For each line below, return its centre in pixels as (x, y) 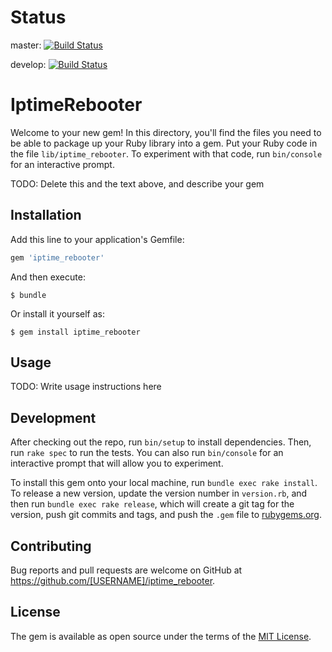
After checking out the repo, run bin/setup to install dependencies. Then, (161, 442)
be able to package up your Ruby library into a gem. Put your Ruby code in (164, 143)
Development (53, 417)
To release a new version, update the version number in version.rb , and (159, 493)
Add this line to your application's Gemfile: (97, 239)
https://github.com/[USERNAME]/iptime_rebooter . (113, 580)
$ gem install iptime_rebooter (75, 332)
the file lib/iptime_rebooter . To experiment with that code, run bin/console (166, 153)
